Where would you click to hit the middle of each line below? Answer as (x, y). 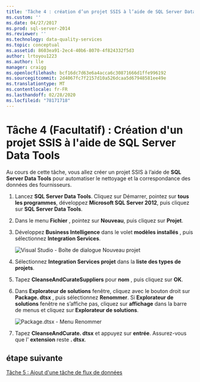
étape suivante (35, 358)
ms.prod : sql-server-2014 (38, 28)
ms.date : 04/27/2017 (32, 23)
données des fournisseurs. (39, 184)
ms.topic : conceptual (33, 45)
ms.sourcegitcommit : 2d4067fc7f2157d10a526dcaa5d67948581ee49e (86, 78)
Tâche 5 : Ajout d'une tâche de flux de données (65, 372)
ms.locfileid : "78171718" (38, 100)
